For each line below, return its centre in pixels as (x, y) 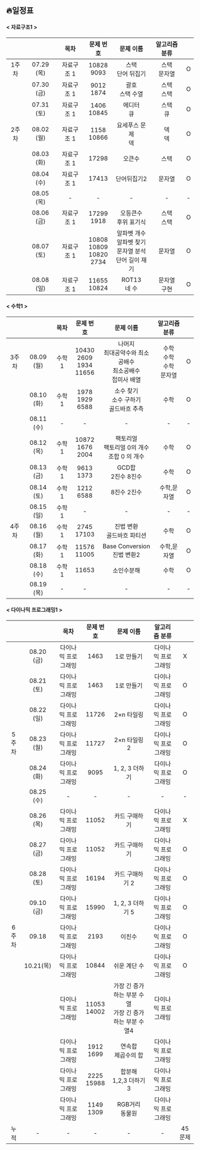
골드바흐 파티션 (126, 535)
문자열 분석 (132, 251)
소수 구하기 (126, 399)
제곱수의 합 (129, 1055)
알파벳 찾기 (132, 242)
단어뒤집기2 (132, 179)
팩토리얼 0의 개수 (126, 447)
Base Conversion (126, 546)
